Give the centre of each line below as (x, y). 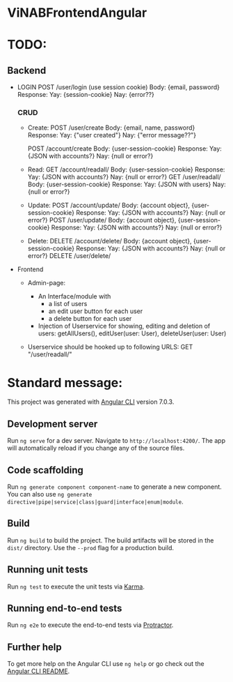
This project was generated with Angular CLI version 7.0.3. (91, 402)
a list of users (68, 304)
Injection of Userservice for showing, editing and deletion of (124, 326)
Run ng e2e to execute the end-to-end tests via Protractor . (90, 625)
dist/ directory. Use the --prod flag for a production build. (90, 547)
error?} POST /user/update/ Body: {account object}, (102, 220)
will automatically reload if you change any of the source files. (96, 448)
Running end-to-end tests (65, 608)
